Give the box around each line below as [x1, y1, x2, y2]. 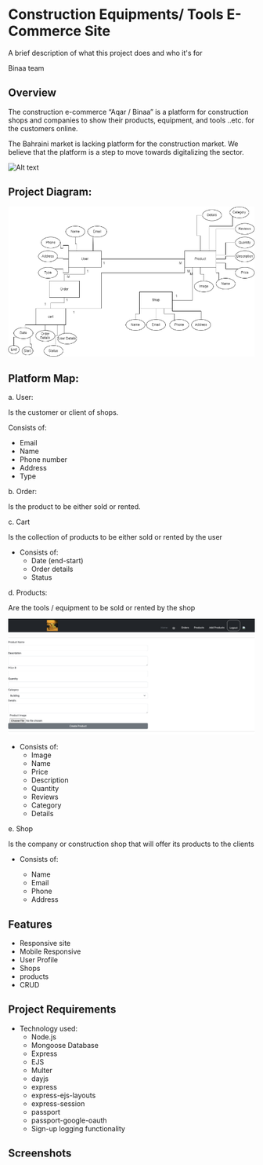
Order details [31, 564, 74, 574]
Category [31, 800, 62, 810]
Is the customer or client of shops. [8, 408, 119, 417]
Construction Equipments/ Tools [8, 5, 224, 24]
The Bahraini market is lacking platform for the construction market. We [8, 139, 239, 148]
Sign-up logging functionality [31, 1123, 125, 1133]
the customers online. [8, 123, 78, 133]
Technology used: [19, 1024, 78, 1033]
